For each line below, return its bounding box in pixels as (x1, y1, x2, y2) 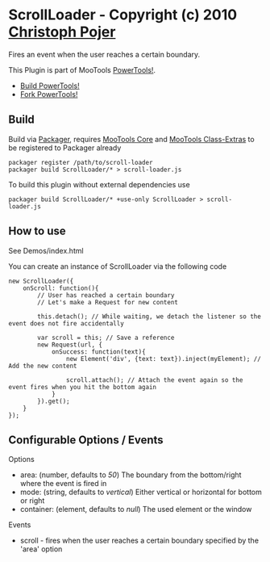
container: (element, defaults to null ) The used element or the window (19, 505, 252, 514)
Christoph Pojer (8, 23, 116, 41)
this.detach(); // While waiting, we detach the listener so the (37, 312, 262, 321)
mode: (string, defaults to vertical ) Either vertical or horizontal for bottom (19, 487, 262, 497)
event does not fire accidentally (8, 319, 125, 328)
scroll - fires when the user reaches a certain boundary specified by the (19, 535, 260, 546)
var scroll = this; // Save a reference (37, 333, 175, 342)
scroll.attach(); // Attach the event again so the (65, 375, 243, 384)
